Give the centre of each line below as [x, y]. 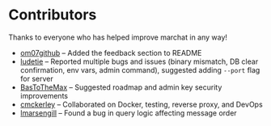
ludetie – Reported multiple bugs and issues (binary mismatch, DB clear [139, 61]
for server [37, 78]
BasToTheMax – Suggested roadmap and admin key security [121, 87]
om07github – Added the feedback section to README [111, 52]
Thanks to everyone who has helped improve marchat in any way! [118, 37]
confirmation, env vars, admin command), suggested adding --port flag [140, 69]
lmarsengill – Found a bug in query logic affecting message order [128, 113]
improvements [44, 95]
